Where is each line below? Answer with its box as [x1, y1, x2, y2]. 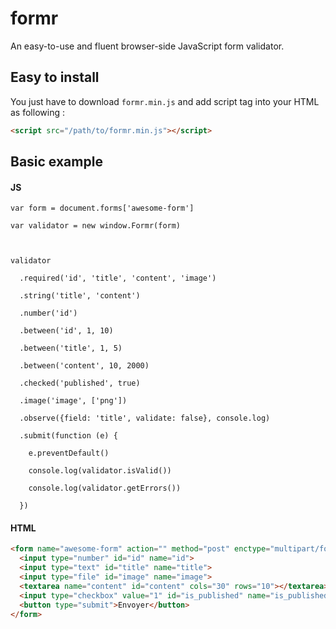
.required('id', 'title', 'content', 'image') [19, 273, 217, 284]
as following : [10, 106, 65, 118]
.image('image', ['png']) [19, 396, 128, 406]
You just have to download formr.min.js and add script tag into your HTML [10, 95, 320, 107]
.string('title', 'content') [19, 291, 141, 301]
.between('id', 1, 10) [19, 326, 114, 336]
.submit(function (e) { [19, 431, 118, 441]
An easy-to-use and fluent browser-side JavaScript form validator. [10, 40, 285, 52]
